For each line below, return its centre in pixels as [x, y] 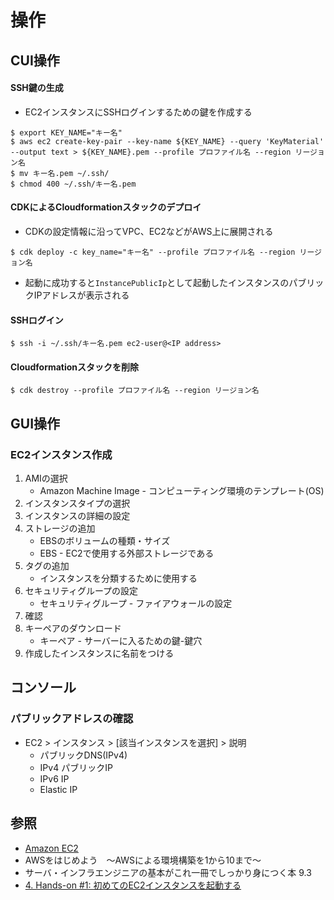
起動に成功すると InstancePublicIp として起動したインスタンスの [157, 282]
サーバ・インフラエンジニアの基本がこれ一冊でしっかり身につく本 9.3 [168, 872]
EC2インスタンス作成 [61, 454]
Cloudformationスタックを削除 [75, 367]
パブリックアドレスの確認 [72, 719]
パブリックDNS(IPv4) [83, 755]
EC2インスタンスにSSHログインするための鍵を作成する [138, 112]
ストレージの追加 [60, 528]
